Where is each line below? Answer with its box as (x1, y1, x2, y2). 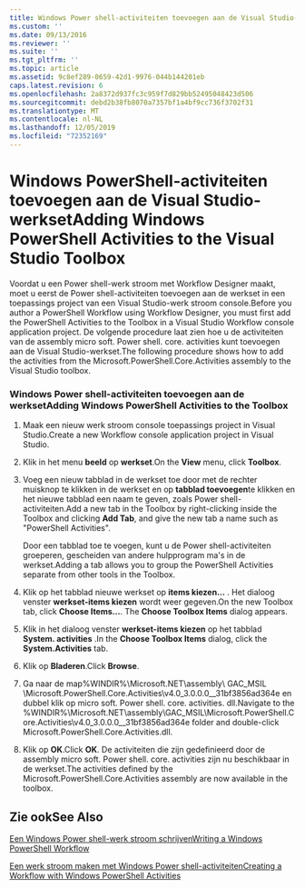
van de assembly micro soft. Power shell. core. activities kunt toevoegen (9, 335, 280, 346)
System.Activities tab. (22, 643, 109, 654)
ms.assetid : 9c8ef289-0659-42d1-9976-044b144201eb (9, 73, 205, 82)
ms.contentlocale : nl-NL (9, 115, 103, 124)
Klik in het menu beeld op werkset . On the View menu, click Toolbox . (22, 456, 281, 468)
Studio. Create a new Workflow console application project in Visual (22, 429, 274, 441)
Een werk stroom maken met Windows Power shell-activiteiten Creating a (9, 860, 282, 871)
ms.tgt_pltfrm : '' (9, 55, 79, 65)
